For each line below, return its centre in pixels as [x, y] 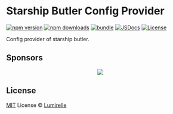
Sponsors [24, 58]
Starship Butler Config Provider [86, 11]
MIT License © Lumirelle [36, 105]
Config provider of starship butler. [48, 39]
